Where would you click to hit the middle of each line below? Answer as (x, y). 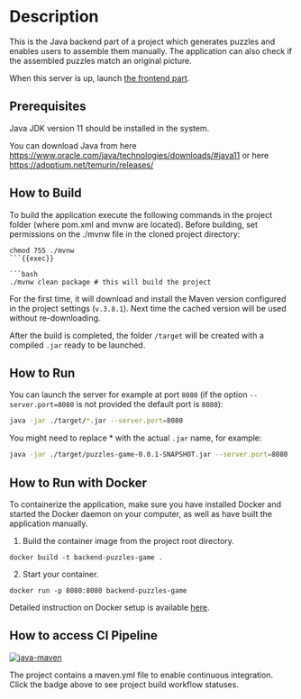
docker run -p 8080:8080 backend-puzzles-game (98, 590)
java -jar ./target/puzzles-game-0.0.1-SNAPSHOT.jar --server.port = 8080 (149, 455)
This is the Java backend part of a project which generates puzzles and (142, 41)
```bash (24, 274)
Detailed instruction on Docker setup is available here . (109, 607)
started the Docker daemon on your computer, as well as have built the (141, 513)
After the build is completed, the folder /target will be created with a (137, 335)
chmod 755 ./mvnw (42, 250)
